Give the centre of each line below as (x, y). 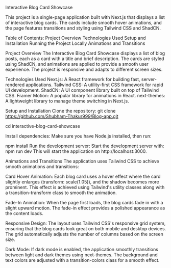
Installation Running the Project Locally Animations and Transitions (75, 43)
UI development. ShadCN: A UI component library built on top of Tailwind (82, 90)
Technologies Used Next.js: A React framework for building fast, (73, 79)
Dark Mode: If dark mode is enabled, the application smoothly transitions (82, 249)
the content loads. (24, 213)
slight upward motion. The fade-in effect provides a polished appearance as (85, 208)
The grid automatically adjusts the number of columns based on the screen (84, 234)
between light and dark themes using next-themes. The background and (81, 255)
